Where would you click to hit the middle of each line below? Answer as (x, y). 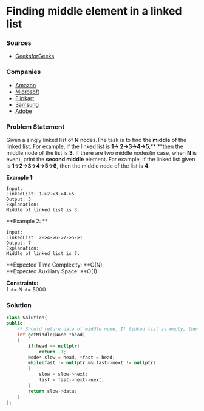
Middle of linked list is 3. (43, 210)
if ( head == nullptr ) (54, 346)
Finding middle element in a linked (94, 11)
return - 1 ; (53, 352)
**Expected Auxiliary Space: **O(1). (53, 271)
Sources (19, 43)
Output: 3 (19, 199)
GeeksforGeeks (35, 56)
